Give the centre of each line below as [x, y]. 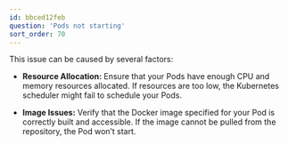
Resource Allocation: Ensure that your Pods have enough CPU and [146, 77]
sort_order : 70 [37, 34]
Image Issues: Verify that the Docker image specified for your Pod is [148, 113]
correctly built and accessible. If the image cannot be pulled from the [149, 122]
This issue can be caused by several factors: [91, 60]
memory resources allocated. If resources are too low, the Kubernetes [150, 86]
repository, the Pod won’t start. [79, 132]
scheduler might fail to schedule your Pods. [102, 95]
